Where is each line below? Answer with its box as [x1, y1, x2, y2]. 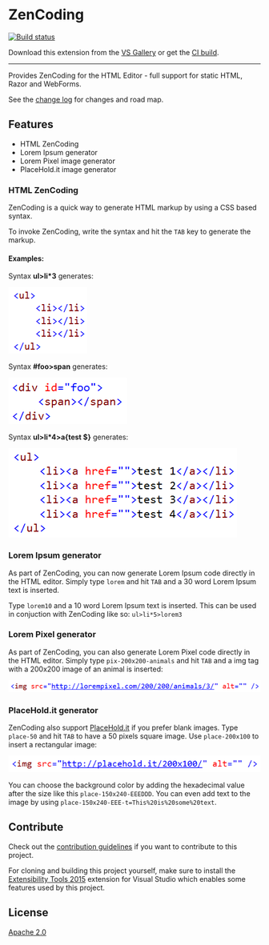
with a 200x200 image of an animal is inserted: [8, 664, 163, 674]
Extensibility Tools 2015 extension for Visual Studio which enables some [8, 874, 246, 883]
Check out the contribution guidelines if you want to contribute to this [8, 842, 238, 851]
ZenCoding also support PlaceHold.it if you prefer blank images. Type [8, 723, 239, 732]
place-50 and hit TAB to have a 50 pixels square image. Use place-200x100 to [8, 731, 259, 741]
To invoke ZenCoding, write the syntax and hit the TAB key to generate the [8, 226, 251, 237]
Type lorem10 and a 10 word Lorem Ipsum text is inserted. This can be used [8, 600, 257, 610]
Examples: [8, 254, 44, 263]
